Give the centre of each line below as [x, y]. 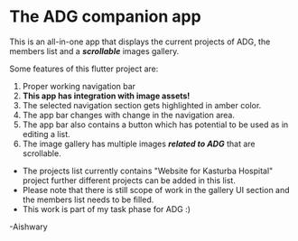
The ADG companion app [105, 17]
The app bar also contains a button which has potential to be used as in [155, 125]
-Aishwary [28, 227]
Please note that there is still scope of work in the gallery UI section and [156, 190]
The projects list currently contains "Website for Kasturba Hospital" [148, 171]
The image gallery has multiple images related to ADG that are [139, 144]
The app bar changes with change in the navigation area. [129, 115]
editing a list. [46, 134]
